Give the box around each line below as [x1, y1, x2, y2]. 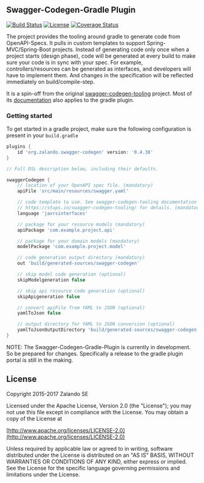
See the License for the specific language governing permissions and [6, 464, 180, 471]
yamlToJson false [17, 310, 61, 316]
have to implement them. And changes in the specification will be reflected [6, 71, 194, 78]
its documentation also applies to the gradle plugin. [6, 96, 135, 103]
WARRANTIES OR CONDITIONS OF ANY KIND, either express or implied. [6, 457, 187, 465]
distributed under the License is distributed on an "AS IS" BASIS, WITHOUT [6, 451, 194, 459]
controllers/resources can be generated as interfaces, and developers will [6, 65, 191, 72]
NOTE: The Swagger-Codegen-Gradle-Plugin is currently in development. [6, 343, 191, 350]
